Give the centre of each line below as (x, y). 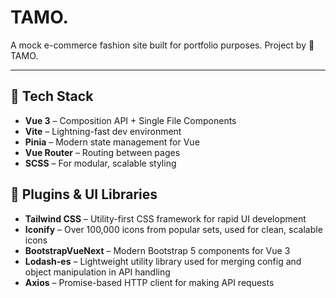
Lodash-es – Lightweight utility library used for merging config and (163, 261)
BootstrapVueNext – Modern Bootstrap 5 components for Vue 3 (157, 250)
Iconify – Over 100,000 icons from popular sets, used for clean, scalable (173, 229)
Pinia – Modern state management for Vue (112, 142)
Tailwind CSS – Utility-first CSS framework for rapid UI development (165, 218)
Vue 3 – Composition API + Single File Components (130, 120)
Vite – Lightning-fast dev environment (103, 131)
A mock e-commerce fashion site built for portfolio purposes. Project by (158, 45)
